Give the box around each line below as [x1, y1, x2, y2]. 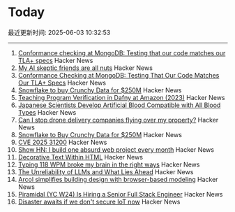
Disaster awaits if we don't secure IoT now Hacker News [17, 197, 181, 206]
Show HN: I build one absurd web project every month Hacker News [17, 145, 215, 154]
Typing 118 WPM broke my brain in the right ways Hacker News [17, 160, 200, 169]
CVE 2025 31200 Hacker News [17, 138, 107, 146]
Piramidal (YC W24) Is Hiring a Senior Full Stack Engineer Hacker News [17, 190, 223, 198]
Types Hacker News [17, 108, 77, 116]
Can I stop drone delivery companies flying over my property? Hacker [17, 115, 219, 124]
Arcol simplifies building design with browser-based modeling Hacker [17, 175, 218, 183]
